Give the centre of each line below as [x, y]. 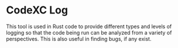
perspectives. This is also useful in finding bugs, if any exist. [79, 39]
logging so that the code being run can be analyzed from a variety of [89, 32]
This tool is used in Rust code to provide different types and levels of [89, 26]
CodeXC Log [37, 10]
